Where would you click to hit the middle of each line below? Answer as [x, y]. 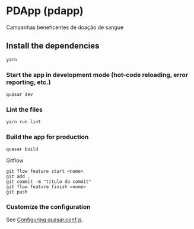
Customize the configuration [48, 207]
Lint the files [24, 109]
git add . [18, 177]
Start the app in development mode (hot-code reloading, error [97, 75]
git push [17, 192]
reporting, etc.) [28, 82]
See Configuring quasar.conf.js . [45, 220]
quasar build [22, 149]
